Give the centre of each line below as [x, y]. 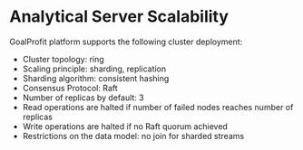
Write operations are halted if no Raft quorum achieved [125, 126]
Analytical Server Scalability [119, 17]
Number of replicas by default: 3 [83, 98]
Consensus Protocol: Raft [70, 88]
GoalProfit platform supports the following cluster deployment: [126, 42]
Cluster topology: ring [63, 59]
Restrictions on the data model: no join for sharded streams [133, 136]
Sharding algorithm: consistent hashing [96, 78]
